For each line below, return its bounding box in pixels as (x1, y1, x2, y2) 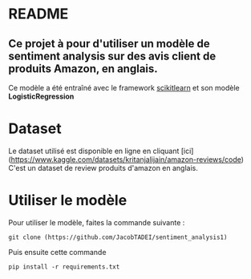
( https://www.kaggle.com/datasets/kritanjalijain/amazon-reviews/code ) (8, 154, 245, 164)
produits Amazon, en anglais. (8, 62, 158, 75)
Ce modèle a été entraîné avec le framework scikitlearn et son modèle (8, 83, 240, 92)
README (8, 5, 69, 23)
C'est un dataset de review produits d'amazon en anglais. (8, 163, 199, 172)
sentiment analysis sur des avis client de (8, 49, 217, 63)
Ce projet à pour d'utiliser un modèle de (8, 37, 210, 51)
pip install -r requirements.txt (8, 262, 120, 271)
